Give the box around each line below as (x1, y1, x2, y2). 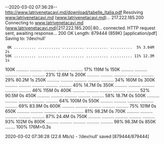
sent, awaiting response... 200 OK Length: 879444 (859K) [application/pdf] (5, 30, 158, 36)
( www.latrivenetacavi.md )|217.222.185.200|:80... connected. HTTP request (5, 25, 156, 31)
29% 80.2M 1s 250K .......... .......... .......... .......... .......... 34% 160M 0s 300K (5, 77, 155, 83)
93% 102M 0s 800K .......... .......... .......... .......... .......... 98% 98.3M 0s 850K (5, 119, 156, 124)
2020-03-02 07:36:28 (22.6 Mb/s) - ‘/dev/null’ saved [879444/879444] (5, 134, 149, 139)
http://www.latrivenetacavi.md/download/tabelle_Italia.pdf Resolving (5, 9, 143, 15)
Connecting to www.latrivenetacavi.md (5, 20, 84, 26)
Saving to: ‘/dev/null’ (5, 35, 46, 41)
